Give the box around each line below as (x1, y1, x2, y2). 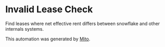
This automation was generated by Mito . (5, 36, 91, 42)
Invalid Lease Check (5, 4, 93, 15)
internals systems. (5, 26, 44, 32)
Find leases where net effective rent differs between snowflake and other (5, 20, 160, 27)
